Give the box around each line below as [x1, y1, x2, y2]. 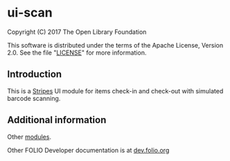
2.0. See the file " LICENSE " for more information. [7, 48, 147, 57]
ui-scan [7, 5, 53, 21]
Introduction [7, 68, 62, 80]
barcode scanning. [7, 94, 61, 102]
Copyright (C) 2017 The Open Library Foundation [7, 28, 147, 36]
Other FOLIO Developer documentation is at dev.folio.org [7, 146, 170, 154]
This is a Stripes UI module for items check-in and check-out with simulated [7, 86, 224, 95]
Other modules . [7, 133, 52, 141]
